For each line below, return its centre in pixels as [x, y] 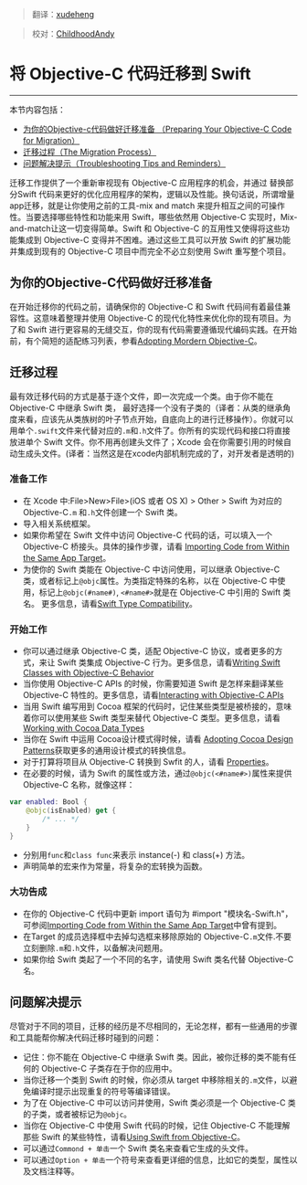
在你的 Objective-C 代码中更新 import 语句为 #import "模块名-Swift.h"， [158, 914]
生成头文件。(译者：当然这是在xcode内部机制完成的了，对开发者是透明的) [156, 453]
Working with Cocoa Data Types [83, 728]
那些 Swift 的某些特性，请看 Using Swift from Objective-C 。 [133, 1137]
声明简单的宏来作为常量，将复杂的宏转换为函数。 [115, 866]
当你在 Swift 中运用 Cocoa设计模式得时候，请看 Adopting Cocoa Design [158, 739]
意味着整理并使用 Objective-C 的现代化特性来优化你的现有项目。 [162, 318]
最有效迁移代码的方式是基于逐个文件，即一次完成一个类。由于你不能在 [142, 396]
